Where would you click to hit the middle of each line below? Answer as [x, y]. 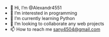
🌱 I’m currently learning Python [42, 18]
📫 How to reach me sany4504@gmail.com [55, 29]
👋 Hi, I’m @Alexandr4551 [36, 8]
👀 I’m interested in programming [44, 13]
